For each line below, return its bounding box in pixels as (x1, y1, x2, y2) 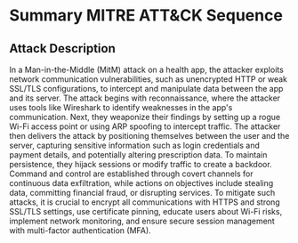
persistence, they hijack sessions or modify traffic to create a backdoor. (9, 159, 273, 169)
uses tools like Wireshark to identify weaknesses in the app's (9, 102, 233, 112)
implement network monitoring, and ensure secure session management (9, 215, 276, 226)
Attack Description (9, 41, 116, 56)
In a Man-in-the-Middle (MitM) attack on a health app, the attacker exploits (9, 64, 285, 75)
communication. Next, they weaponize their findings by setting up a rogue (9, 112, 281, 122)
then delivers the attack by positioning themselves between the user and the (9, 131, 290, 141)
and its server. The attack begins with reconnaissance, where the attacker (9, 93, 281, 103)
